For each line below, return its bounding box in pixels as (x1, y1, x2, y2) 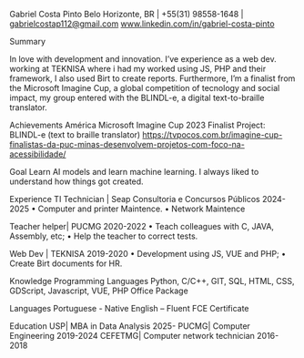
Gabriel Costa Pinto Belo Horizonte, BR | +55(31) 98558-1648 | (9, 9, 244, 19)
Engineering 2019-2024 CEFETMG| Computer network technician (9, 331, 255, 341)
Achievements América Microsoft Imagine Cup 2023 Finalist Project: (9, 119, 266, 130)
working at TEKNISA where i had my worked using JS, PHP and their (9, 64, 267, 74)
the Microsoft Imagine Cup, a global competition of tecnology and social (9, 83, 280, 93)
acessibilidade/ (9, 148, 66, 159)
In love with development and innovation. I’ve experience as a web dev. (9, 54, 278, 64)
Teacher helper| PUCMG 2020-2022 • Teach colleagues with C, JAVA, (9, 221, 275, 231)
